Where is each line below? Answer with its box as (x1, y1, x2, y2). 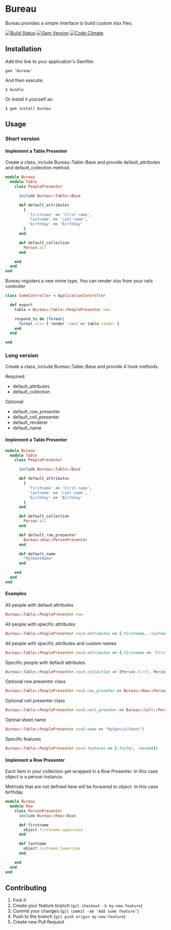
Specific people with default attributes (5, 659, 85, 666)
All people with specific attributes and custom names (5, 640, 117, 646)
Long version (5, 352, 39, 359)
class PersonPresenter (14, 808, 63, 813)
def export (10, 302, 33, 307)
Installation (5, 45, 42, 54)
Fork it (12, 897, 26, 903)
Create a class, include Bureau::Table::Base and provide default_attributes (5, 159, 160, 165)
